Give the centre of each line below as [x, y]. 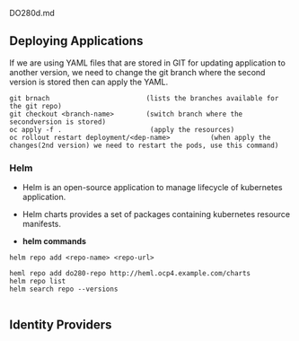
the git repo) [36, 106]
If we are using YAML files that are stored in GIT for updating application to [147, 63]
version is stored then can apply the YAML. [89, 82]
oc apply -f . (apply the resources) [122, 129]
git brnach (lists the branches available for [144, 98]
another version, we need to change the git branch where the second [137, 72]
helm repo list [38, 282]
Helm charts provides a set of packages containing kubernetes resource [156, 214]
